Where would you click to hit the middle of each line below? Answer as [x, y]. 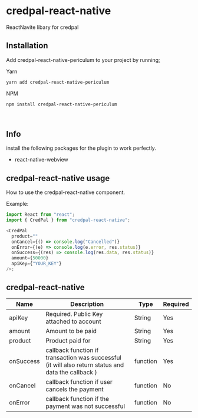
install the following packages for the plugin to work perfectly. [81, 148]
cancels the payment [75, 389]
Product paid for [68, 340]
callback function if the [77, 399]
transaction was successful [84, 357]
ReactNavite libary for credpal [42, 27]
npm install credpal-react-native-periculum [62, 104]
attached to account [73, 321]
